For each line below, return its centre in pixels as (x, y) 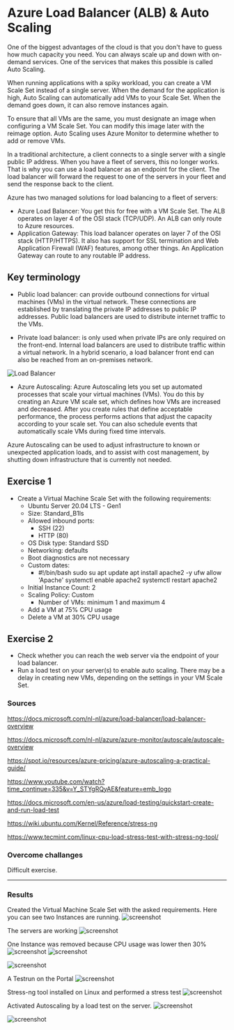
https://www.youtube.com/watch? (56, 781)
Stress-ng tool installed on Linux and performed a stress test (94, 992)
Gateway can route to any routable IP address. (84, 255)
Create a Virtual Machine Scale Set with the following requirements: (114, 498)
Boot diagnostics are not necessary (79, 558)
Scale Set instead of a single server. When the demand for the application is (116, 90)
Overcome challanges (45, 855)
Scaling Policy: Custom (61, 595)
